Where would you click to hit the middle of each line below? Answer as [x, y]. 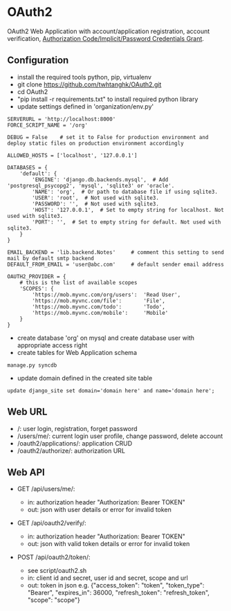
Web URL [27, 412]
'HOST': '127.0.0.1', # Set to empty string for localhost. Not [128, 210]
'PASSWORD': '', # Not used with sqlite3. [95, 204]
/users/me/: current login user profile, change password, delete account [120, 436]
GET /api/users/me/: [46, 489]
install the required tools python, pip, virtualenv [84, 77]
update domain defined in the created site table [85, 378]
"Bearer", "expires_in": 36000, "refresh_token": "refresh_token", [118, 593]
